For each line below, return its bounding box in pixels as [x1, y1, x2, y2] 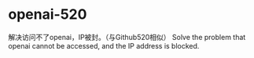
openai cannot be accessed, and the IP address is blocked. [8, 41, 200, 50]
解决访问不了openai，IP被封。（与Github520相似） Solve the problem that [8, 32, 246, 42]
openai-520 [8, 5, 87, 24]
